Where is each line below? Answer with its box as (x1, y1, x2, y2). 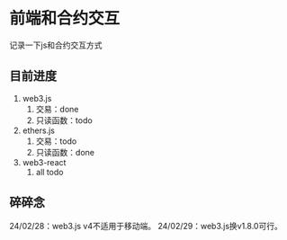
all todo (35, 166, 64, 177)
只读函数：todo (35, 114, 93, 126)
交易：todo (35, 136, 77, 147)
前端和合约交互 (9, 8, 121, 29)
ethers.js (22, 125, 56, 136)
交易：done (35, 103, 79, 114)
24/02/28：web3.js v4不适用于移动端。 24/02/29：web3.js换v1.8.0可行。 (9, 220, 283, 231)
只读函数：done (35, 147, 94, 157)
